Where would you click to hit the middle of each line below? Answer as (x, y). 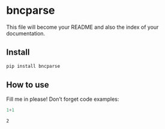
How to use (28, 85)
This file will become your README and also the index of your (82, 27)
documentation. (26, 33)
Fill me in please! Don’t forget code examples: (63, 99)
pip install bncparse (33, 66)
